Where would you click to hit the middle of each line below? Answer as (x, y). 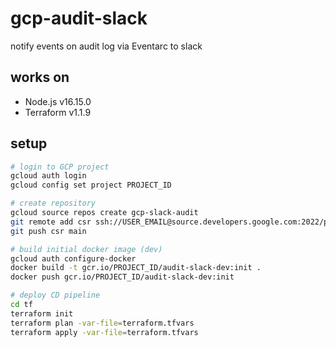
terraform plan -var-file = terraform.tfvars (102, 323)
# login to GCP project (60, 167)
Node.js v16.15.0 (58, 101)
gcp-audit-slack (79, 18)
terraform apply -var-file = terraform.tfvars (104, 332)
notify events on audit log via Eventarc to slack (106, 46)
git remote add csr (51, 222)
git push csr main (48, 231)
